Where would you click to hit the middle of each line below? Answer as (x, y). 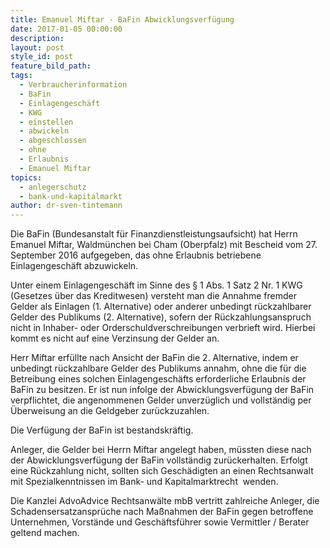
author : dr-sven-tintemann (66, 206)
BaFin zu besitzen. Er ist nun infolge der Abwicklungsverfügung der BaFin (162, 390)
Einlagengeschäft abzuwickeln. (74, 266)
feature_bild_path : (51, 66)
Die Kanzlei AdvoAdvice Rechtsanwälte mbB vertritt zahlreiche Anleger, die (165, 501)
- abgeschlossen (53, 141)
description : (37, 38)
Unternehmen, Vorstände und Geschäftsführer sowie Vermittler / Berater (160, 522)
